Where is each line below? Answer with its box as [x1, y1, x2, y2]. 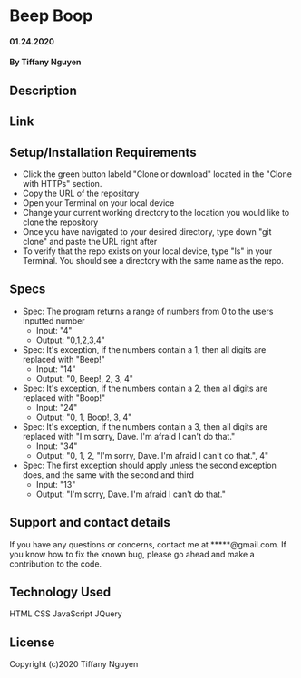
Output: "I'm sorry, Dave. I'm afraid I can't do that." [35, 489, 227, 499]
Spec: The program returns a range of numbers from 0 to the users [22, 305, 274, 316]
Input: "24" [35, 402, 78, 412]
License [9, 634, 55, 650]
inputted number [22, 315, 85, 326]
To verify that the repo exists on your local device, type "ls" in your [22, 246, 273, 257]
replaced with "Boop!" [22, 392, 106, 403]
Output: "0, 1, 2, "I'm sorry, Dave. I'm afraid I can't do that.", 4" [35, 450, 269, 460]
